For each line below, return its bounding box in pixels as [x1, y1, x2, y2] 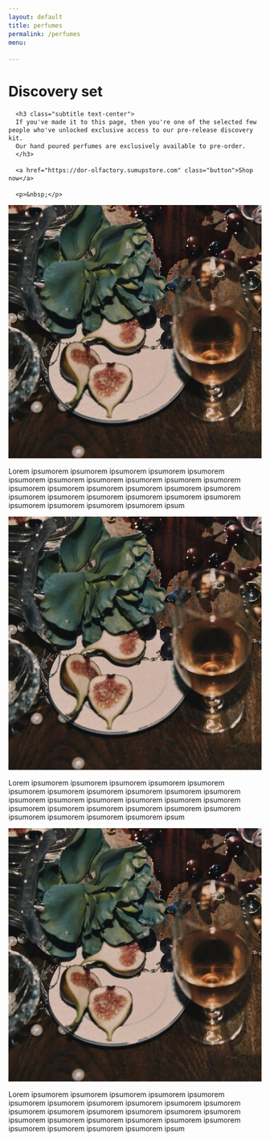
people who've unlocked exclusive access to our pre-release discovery [8, 126, 253, 134]
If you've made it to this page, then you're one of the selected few [15, 118, 257, 126]
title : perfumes [8, 21, 63, 30]
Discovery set [8, 83, 103, 101]
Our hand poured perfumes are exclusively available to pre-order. [15, 142, 247, 150]
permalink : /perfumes [8, 30, 81, 38]
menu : [8, 39, 27, 47]
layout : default [8, 13, 63, 21]
